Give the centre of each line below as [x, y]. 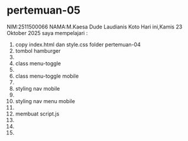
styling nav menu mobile [45, 101]
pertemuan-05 [44, 10]
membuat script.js [37, 114]
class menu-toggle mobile [47, 76]
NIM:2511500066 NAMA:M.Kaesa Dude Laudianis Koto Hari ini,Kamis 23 [95, 27]
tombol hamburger [38, 50]
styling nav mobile [38, 88]
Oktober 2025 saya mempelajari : [47, 33]
